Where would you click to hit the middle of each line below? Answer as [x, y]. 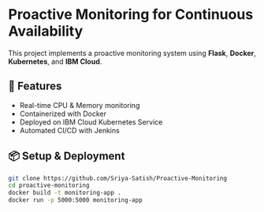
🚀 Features [35, 86]
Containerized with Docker [63, 113]
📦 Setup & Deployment [67, 156]
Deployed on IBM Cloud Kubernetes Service [91, 122]
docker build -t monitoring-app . [65, 193]
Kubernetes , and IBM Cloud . [55, 61]
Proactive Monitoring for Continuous [131, 15]
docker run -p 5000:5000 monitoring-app [76, 200]
